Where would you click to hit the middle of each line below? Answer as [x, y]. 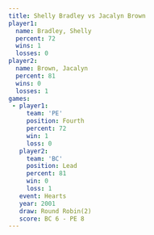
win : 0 [37, 181]
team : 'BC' [44, 158]
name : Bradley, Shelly [54, 31]
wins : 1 [29, 46]
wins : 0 [29, 83]
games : [19, 99]
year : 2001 [37, 204]
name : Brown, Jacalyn [52, 69]
